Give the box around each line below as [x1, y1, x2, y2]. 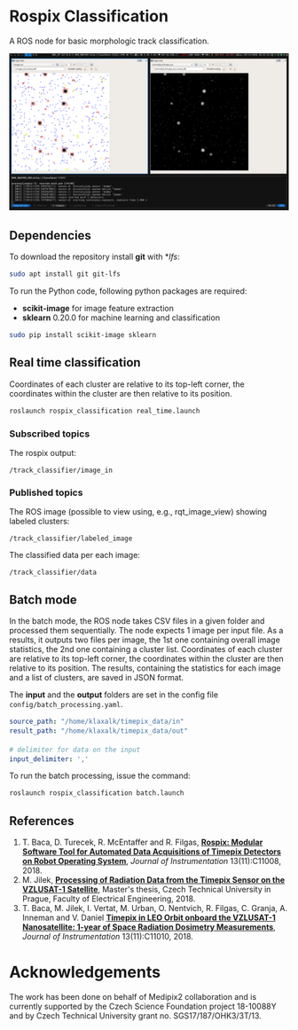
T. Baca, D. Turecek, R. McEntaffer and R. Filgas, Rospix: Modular [21, 837, 263, 848]
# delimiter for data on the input [9, 745, 141, 754]
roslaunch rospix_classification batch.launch [9, 789, 184, 798]
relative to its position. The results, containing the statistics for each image [9, 663, 281, 673]
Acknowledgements [9, 963, 161, 982]
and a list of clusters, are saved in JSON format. [9, 672, 184, 683]
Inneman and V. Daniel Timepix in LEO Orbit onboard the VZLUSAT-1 [21, 912, 277, 924]
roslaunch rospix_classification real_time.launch [9, 406, 200, 415]
